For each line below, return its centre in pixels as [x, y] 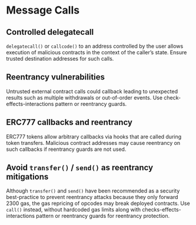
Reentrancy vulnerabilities [55, 77]
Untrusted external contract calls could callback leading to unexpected [92, 91]
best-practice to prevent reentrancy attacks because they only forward [92, 197]
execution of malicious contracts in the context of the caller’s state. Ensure [97, 52]
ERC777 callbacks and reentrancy [69, 122]
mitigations [27, 177]
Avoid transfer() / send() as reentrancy [80, 168]
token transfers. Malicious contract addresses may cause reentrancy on [93, 143]
